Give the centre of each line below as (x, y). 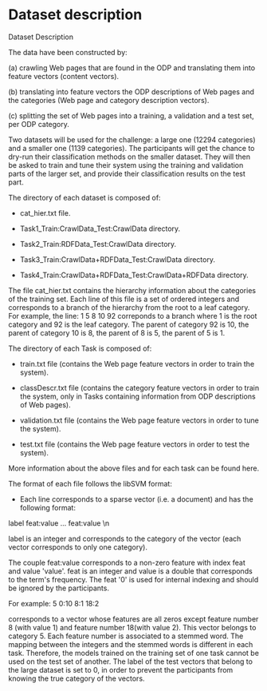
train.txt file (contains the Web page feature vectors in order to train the (137, 363)
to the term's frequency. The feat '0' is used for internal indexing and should (133, 579)
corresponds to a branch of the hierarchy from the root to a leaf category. (129, 307)
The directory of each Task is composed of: (80, 348)
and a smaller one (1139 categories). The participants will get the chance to (132, 148)
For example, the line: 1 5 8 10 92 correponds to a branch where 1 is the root (133, 316)
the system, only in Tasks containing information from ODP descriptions (138, 396)
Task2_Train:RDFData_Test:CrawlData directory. (98, 244)
